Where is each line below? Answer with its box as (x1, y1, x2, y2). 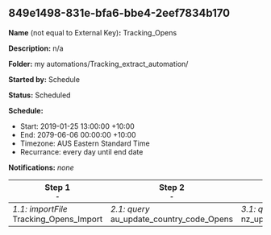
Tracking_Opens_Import (12, 213, 103, 225)
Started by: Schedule (8, 74, 81, 84)
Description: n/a (8, 43, 64, 53)
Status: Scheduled (8, 90, 71, 100)
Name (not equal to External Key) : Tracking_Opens (8, 27, 177, 37)
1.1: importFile (12, 203, 68, 214)
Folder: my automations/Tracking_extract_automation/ (8, 59, 189, 68)
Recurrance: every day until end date (19, 146, 144, 156)
